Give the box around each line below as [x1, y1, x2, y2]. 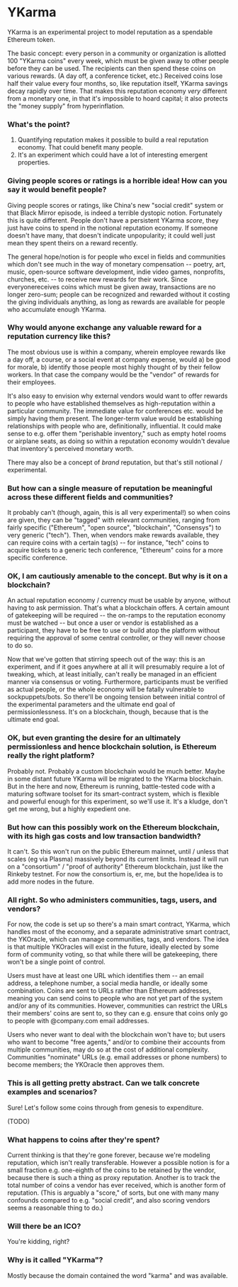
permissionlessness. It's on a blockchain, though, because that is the [7, 708, 209, 716]
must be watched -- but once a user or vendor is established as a [7, 618, 198, 628]
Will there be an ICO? [7, 1221, 81, 1231]
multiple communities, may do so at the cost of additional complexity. [7, 1045, 210, 1054]
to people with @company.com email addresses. [7, 1017, 149, 1025]
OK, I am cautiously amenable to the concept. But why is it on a [7, 572, 228, 581]
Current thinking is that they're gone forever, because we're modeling [7, 1150, 210, 1159]
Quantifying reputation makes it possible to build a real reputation [17, 135, 209, 144]
